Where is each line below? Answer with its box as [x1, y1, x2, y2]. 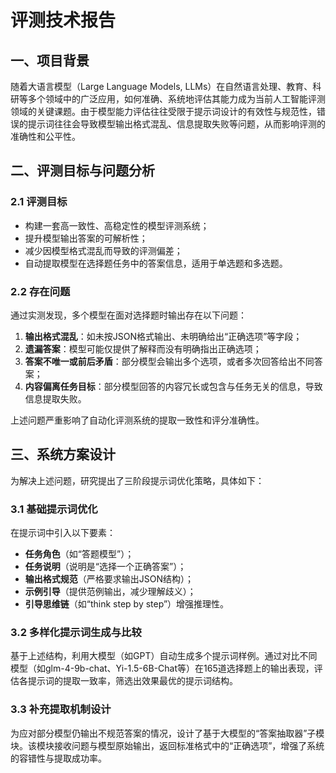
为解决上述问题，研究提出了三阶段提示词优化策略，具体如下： [10, 474, 265, 486]
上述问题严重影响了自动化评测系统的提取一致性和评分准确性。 [10, 414, 265, 426]
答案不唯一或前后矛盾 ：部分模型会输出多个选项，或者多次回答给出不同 [24, 355, 315, 367]
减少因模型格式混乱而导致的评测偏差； [24, 244, 183, 256]
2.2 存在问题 [10, 284, 71, 298]
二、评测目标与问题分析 [10, 162, 155, 180]
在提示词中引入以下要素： [10, 527, 116, 539]
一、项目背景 [10, 52, 90, 69]
